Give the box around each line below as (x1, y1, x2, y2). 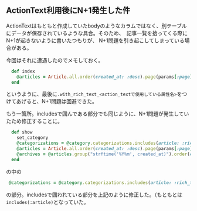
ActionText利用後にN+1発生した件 (6, 5, 131, 16)
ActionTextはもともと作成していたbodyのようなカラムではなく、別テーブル (6, 22, 187, 29)
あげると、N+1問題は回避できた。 (16, 98, 98, 105)
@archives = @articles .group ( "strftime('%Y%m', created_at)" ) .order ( (16, 151, 191, 157)
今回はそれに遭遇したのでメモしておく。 (6, 56, 104, 63)
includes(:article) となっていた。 (6, 198, 89, 205)
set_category (16, 135, 49, 141)
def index (11, 68, 35, 74)
